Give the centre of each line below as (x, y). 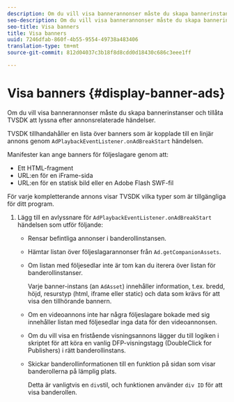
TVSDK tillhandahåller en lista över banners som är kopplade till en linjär (110, 133)
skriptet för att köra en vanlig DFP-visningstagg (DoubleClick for (120, 343)
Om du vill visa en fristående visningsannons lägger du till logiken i (123, 335)
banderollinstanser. (55, 272)
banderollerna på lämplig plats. (72, 371)
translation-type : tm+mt (43, 46)
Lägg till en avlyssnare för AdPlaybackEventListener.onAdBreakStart (115, 217)
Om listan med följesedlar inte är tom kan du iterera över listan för (122, 265)
